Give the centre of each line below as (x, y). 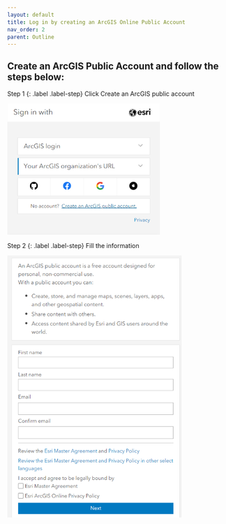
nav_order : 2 (26, 29)
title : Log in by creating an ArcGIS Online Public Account (97, 22)
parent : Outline (31, 37)
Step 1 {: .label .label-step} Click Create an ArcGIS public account (101, 94)
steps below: (36, 77)
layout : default (31, 15)
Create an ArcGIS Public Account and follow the (113, 66)
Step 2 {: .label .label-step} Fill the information (73, 246)
